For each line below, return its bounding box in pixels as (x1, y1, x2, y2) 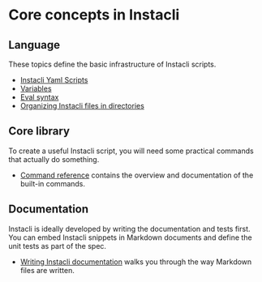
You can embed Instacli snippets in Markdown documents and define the (8, 233, 253, 242)
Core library (8, 124, 71, 139)
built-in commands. (19, 178, 86, 188)
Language (8, 38, 61, 52)
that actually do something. (8, 154, 100, 164)
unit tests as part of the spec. (8, 241, 107, 250)
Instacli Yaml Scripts (19, 75, 88, 84)
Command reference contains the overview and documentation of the (19, 170, 254, 180)
